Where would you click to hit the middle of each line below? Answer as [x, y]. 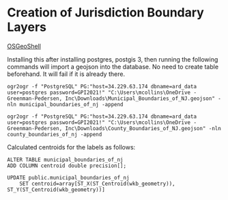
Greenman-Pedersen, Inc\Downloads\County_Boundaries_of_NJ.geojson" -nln [114, 128]
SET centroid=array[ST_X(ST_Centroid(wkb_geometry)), [97, 184]
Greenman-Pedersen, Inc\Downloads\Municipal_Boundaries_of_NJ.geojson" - [114, 98]
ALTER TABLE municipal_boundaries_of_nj [66, 160]
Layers [27, 27]
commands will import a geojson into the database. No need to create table [113, 66]
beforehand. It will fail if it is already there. [66, 74]
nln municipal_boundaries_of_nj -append [66, 104]
